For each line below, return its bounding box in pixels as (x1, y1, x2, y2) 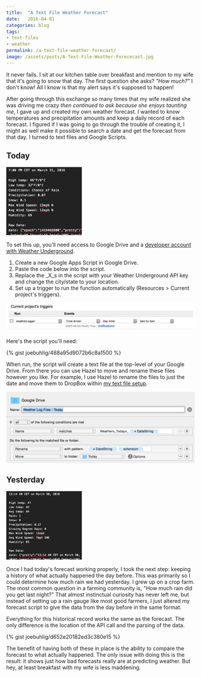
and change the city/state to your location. (14, 278, 120, 285)
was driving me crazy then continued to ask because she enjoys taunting (6, 102, 187, 109)
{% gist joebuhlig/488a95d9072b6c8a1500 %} (6, 349, 121, 356)
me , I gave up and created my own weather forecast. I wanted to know (6, 108, 180, 115)
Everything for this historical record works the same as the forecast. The (6, 615, 185, 622)
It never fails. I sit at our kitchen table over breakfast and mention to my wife (6, 71, 194, 78)
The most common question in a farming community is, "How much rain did (6, 584, 193, 591)
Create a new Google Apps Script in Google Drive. (14, 259, 139, 266)
